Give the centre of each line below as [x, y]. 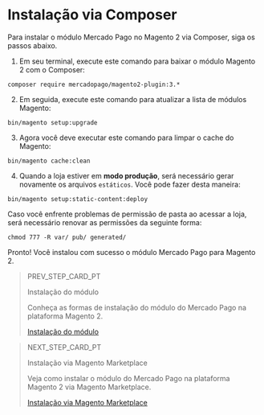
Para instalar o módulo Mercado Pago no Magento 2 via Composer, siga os [132, 37]
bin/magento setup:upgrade [53, 122]
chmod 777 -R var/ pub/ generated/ [67, 237]
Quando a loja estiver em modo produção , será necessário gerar [126, 175]
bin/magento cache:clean [49, 161]
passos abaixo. [32, 45]
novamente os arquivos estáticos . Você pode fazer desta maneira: [130, 184]
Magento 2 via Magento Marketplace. [89, 387]
